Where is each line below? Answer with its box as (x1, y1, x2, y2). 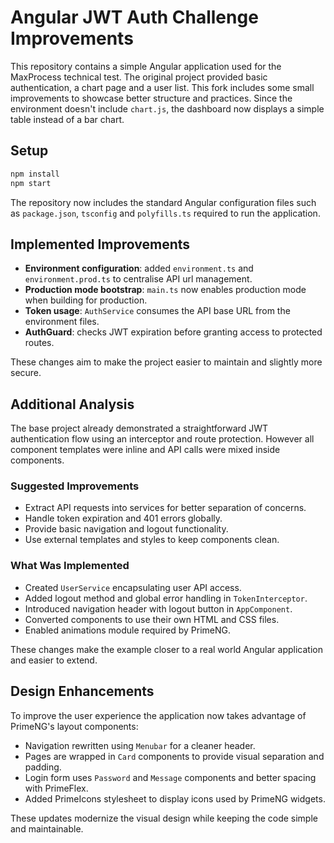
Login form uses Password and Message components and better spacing (24, 771, 317, 783)
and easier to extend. (10, 654, 98, 666)
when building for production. (24, 294, 148, 306)
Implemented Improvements (10, 236, 191, 253)
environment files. (24, 316, 100, 328)
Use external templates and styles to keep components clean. (24, 534, 280, 546)
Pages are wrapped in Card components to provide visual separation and (24, 750, 325, 762)
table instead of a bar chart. (10, 113, 125, 125)
